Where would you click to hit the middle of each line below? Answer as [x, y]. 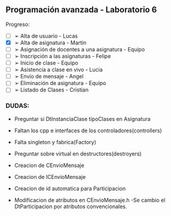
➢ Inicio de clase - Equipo [46, 63]
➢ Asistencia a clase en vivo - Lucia [58, 70]
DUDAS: [18, 106]
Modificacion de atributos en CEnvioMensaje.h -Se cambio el [90, 200]
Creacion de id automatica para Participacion [70, 188]
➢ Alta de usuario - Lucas [46, 36]
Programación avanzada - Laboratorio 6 [81, 10]
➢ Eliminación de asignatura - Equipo [60, 83]
